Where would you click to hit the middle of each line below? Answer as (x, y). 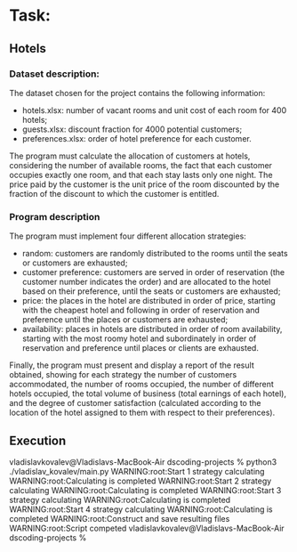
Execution (38, 440)
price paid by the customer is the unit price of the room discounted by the (144, 184)
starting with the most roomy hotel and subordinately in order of (139, 338)
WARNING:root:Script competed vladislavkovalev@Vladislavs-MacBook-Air (147, 528)
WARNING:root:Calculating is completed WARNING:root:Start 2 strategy (140, 481)
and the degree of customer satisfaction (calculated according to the (135, 403)
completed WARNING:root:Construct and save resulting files (120, 518)
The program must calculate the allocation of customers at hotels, (130, 156)
